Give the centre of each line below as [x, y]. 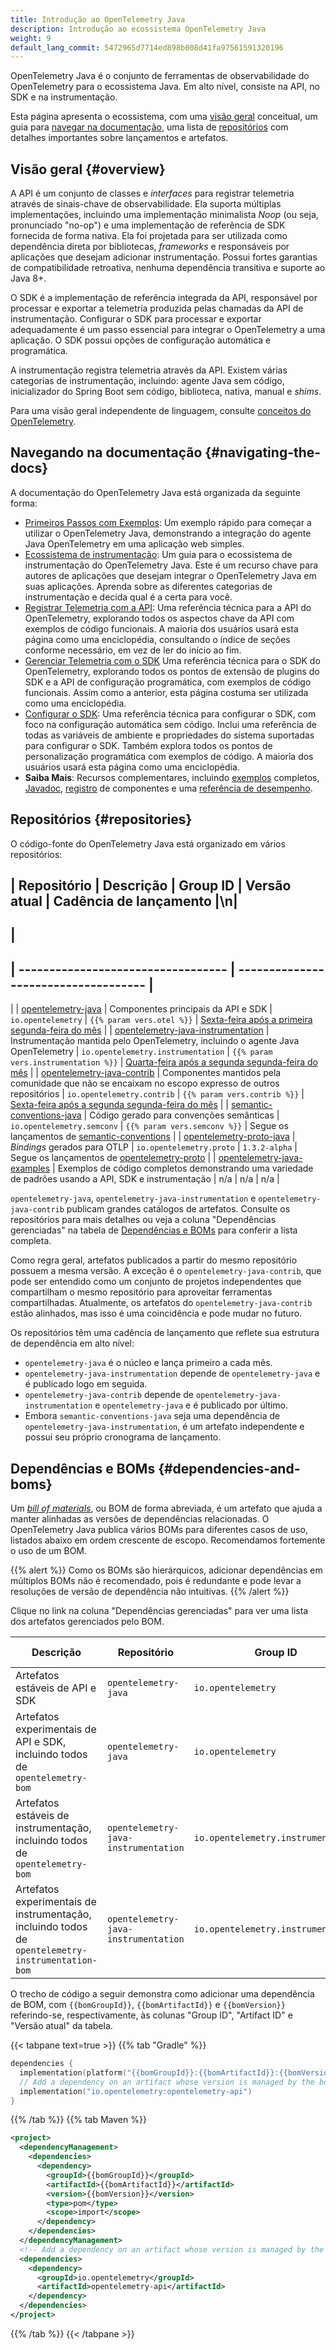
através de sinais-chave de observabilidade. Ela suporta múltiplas [146, 204]
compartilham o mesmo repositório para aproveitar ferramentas [141, 1292]
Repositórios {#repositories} [101, 819]
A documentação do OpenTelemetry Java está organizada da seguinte [155, 492]
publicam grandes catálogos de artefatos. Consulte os [178, 1209]
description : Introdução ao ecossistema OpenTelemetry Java [138, 29]
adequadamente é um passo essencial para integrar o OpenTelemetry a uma [168, 330]
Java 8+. [28, 278]
